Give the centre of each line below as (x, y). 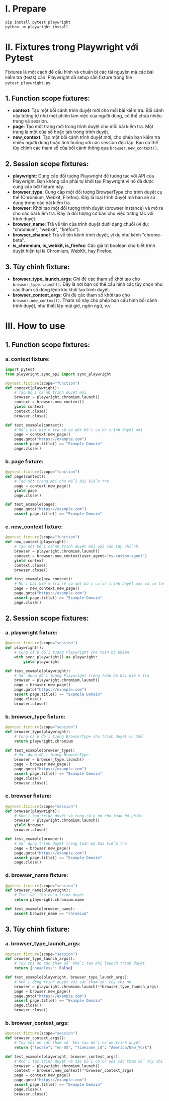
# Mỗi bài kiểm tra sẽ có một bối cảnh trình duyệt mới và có (85, 584)
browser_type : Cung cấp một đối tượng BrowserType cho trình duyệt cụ (87, 192)
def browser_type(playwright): (38, 731)
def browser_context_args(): (36, 1038)
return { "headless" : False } (44, 968)
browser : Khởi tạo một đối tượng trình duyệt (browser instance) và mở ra (88, 208)
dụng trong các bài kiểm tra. (42, 203)
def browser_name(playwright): (38, 890)
